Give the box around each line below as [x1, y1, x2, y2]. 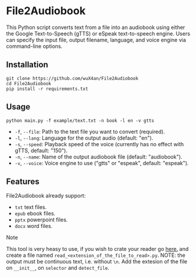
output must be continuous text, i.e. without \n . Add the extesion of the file [6, 258, 188, 265]
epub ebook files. [14, 210, 56, 217]
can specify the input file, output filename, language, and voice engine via [6, 36, 187, 43]
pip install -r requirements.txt [6, 86, 89, 92]
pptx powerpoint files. [14, 216, 68, 223]
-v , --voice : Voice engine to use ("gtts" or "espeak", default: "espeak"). [14, 159, 189, 166]
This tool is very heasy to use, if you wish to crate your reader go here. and [6, 246, 189, 253]
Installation [6, 60, 48, 70]
